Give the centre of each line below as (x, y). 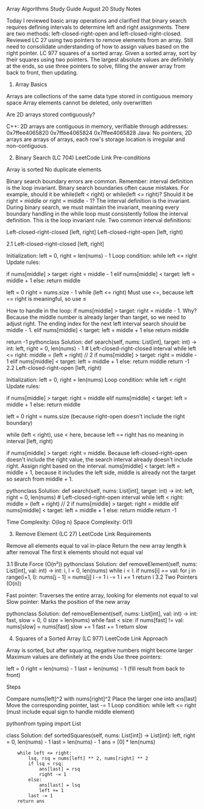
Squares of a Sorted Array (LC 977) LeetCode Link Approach (91, 638)
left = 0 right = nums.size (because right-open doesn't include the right (96, 416)
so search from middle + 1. (40, 479)
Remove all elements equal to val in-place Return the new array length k (97, 546)
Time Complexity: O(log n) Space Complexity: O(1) (69, 522)
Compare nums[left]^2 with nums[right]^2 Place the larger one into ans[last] (101, 699)
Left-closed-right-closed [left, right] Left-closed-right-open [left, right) (95, 232)
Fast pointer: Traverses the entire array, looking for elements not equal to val (102, 595)
